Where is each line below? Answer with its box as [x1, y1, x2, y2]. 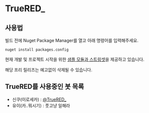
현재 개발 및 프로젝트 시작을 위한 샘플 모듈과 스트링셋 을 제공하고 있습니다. [5, 57, 145, 62]
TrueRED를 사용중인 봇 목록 [5, 83, 85, 91]
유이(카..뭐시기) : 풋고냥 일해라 [12, 102, 70, 108]
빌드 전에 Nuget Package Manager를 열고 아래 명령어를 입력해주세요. [5, 38, 139, 43]
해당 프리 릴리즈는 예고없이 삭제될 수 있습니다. [5, 67, 93, 72]
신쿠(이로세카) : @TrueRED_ [12, 96, 67, 102]
